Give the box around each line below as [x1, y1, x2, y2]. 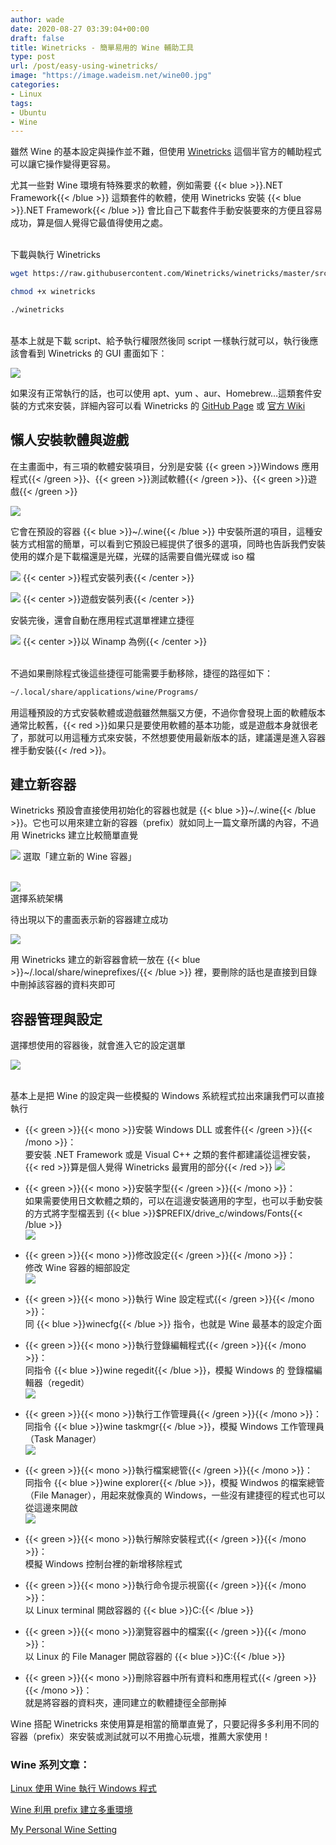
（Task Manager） [24, 1433, 102, 1445]
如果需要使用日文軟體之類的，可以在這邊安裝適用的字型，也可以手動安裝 [24, 1195, 323, 1207]
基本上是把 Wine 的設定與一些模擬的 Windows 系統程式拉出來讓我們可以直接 [10, 1090, 325, 1102]
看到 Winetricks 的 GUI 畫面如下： [27, 347, 168, 359]
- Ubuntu [10, 107, 47, 118]
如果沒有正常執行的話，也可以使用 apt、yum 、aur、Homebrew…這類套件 [10, 387, 313, 399]
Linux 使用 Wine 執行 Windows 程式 [10, 1782, 157, 1795]
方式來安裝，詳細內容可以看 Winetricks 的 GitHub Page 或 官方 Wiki [27, 399, 306, 411]
